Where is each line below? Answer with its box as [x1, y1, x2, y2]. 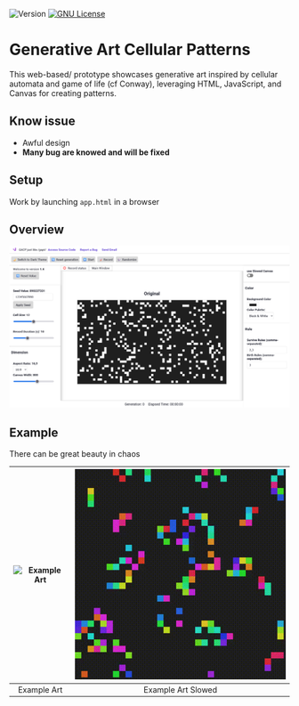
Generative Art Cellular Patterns [9, 40, 251, 60]
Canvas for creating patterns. [9, 87, 117, 98]
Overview [9, 222, 65, 237]
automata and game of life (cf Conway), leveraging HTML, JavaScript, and [9, 78, 282, 89]
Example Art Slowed [143, 684, 218, 694]
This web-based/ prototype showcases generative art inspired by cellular [9, 69, 279, 79]
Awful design [21, 137, 71, 148]
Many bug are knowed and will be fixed [21, 147, 171, 158]
